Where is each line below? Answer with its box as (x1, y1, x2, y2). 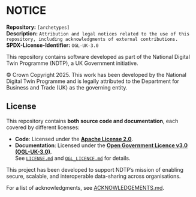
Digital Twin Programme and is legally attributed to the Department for (6, 77, 180, 85)
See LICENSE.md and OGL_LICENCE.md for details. (14, 154, 131, 162)
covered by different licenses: (6, 124, 80, 131)
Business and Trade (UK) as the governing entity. (6, 83, 128, 91)
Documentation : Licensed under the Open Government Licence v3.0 (14, 142, 188, 149)
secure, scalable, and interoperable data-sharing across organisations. (6, 172, 181, 180)
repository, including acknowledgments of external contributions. (6, 36, 179, 42)
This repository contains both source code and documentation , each (6, 117, 179, 124)
